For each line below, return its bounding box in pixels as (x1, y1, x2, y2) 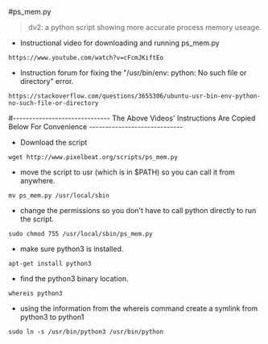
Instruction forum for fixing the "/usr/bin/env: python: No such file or (19, 68, 247, 78)
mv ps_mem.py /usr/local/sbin (8, 191, 110, 199)
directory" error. (19, 77, 74, 86)
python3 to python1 (19, 313, 85, 321)
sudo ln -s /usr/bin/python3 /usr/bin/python (8, 328, 163, 336)
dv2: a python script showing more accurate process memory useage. (27, 23, 262, 31)
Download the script (19, 137, 88, 147)
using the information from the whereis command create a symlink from (19, 304, 258, 313)
